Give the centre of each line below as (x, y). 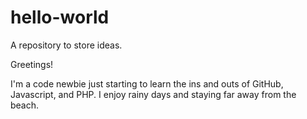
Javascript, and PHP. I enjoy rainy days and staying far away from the (153, 94)
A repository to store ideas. (66, 45)
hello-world (60, 17)
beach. (25, 105)
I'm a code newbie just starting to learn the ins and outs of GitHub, (147, 83)
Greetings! (32, 64)
